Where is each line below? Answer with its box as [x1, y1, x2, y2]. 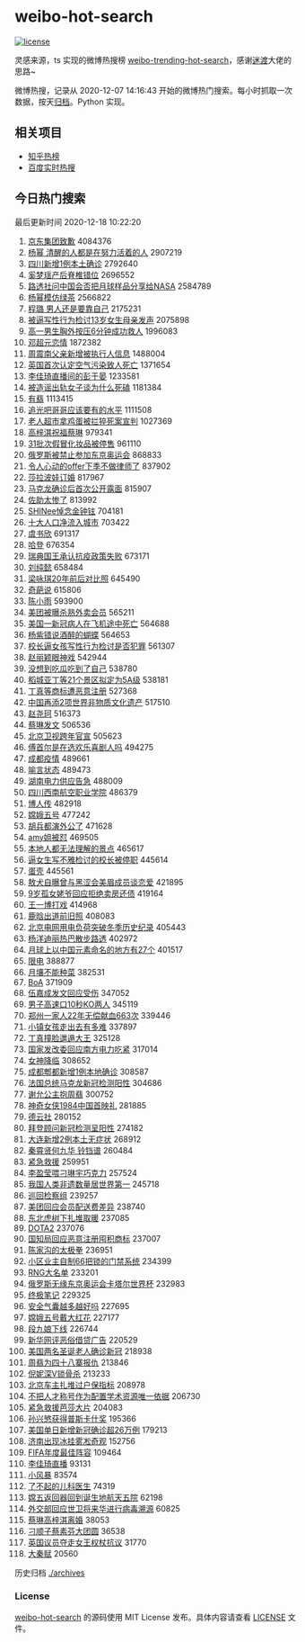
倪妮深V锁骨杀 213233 [27, 1368, 111, 1378]
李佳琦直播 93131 [27, 1458, 91, 1468]
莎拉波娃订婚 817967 [27, 471, 105, 482]
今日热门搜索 [14, 191, 86, 206]
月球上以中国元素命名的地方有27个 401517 [27, 944, 183, 955]
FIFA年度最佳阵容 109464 [27, 1447, 122, 1458]
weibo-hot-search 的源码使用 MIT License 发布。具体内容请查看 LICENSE [14, 1611, 286, 1622]
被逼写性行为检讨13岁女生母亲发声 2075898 [27, 314, 190, 325]
